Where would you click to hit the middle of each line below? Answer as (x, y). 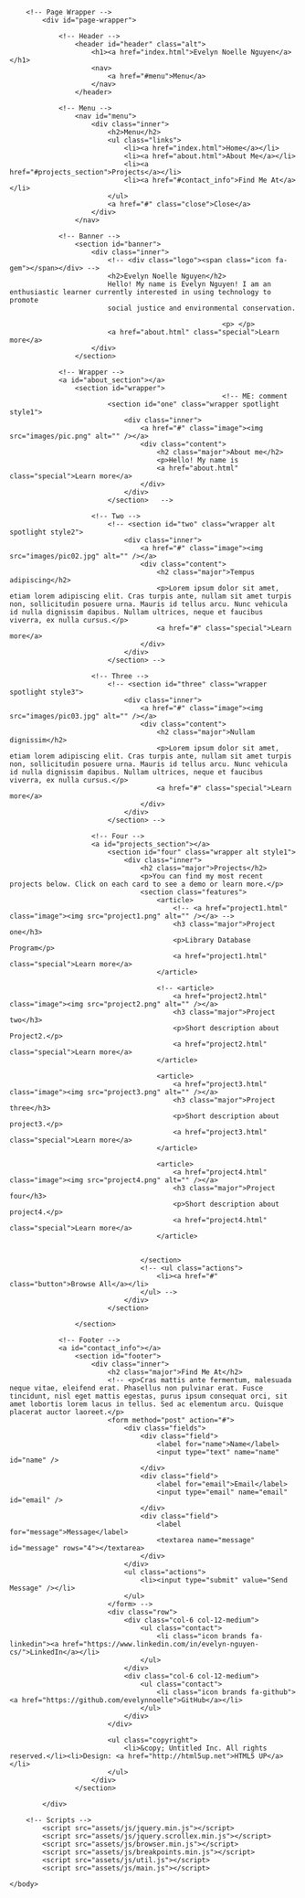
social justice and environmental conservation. (202, 308)
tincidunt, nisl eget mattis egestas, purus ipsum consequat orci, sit (148, 1396)
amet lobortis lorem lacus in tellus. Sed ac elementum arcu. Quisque (147, 1404)
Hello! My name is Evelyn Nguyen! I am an (189, 284)
